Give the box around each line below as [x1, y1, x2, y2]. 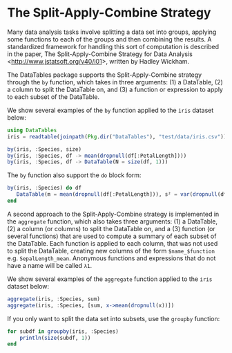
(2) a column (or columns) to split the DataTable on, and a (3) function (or [7, 224, 215, 233]
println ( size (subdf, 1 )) [19, 334, 91, 341]
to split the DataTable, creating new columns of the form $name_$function [7, 246, 215, 255]
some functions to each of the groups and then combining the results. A [7, 35, 212, 43]
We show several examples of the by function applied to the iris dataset [7, 106, 214, 114]
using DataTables [7, 127, 57, 134]
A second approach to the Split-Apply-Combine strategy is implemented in [7, 210, 220, 218]
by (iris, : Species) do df [7, 185, 81, 192]
